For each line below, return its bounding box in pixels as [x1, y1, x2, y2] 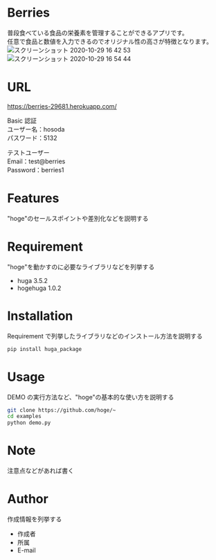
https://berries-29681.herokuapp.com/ [7, 102, 117, 110]
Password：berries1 [7, 165, 64, 174]
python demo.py [7, 419, 51, 426]
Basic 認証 [7, 116, 37, 125]
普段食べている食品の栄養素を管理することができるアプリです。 [7, 28, 188, 37]
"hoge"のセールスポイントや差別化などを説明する [7, 214, 149, 222]
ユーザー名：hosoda [7, 125, 65, 133]
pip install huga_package [7, 345, 82, 352]
